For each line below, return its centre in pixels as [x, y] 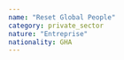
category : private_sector [56, 26]
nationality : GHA [40, 42]
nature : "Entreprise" [48, 34]
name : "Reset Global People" [62, 17]
